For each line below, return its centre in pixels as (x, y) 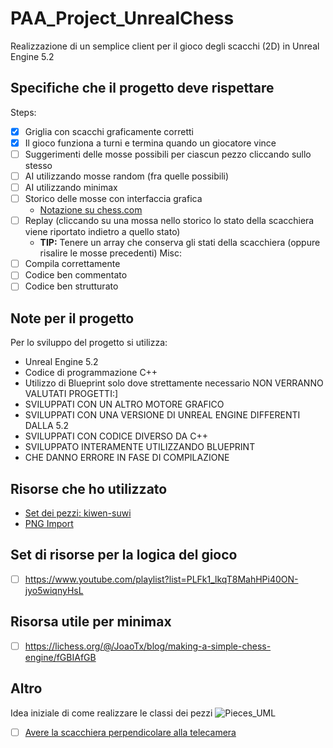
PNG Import (49, 523)
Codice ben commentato (76, 275)
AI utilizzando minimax (71, 187)
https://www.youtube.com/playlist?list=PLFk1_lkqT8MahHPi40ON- (161, 579)
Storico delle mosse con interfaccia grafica (113, 199)
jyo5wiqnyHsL (54, 590)
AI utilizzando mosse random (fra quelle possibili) (127, 176)
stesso (38, 165)
